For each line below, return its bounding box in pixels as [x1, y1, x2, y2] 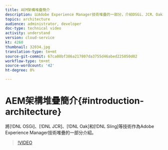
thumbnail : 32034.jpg [5, 44, 50, 49]
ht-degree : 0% [5, 68, 35, 73]
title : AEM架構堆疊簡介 [5, 7, 50, 12]
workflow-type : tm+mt [5, 58, 50, 63]
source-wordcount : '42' [5, 63, 55, 68]
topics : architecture [5, 16, 50, 21]
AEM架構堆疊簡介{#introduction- [5, 95, 144, 106]
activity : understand [5, 30, 50, 35]
